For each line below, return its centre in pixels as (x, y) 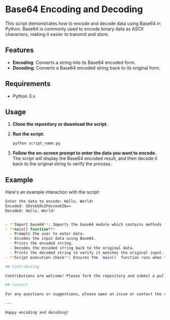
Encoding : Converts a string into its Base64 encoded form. (74, 62)
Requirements (28, 84)
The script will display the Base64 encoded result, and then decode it (85, 158)
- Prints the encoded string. (41, 243)
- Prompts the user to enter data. (47, 234)
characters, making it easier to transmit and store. (57, 34)
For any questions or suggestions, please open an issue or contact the (83, 294)
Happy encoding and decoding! (37, 313)
